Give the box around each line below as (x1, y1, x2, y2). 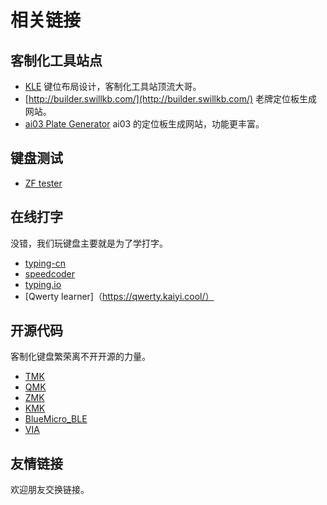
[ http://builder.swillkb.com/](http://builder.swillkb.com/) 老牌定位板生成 (24, 93, 318, 105)
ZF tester (24, 177, 63, 189)
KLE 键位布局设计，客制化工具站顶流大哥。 (24, 81, 202, 92)
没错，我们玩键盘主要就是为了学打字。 (10, 237, 168, 249)
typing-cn (24, 257, 67, 269)
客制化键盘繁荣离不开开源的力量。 (10, 351, 151, 363)
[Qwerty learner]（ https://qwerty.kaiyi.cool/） (24, 290, 215, 302)
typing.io (24, 278, 62, 290)
